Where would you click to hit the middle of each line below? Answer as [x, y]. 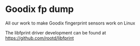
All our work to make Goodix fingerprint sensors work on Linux [70, 23]
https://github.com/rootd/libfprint [40, 38]
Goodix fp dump [40, 9]
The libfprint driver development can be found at [56, 32]
